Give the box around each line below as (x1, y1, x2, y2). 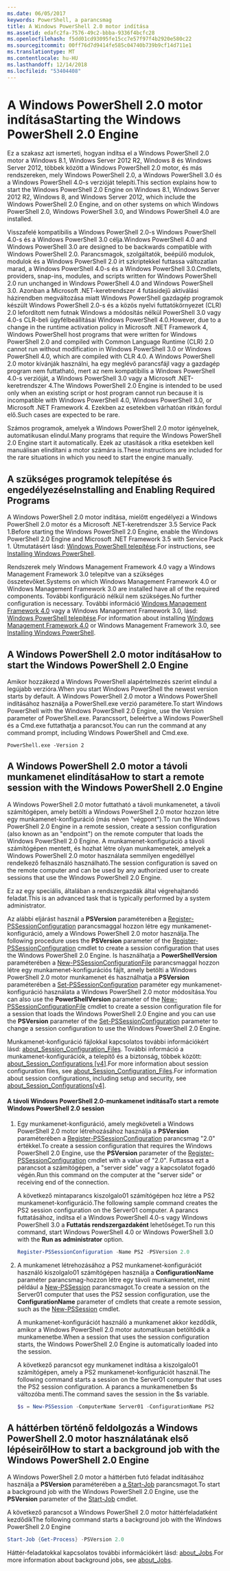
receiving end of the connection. (16, 1178, 110, 1187)
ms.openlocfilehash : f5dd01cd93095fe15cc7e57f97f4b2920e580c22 (7, 36, 192, 43)
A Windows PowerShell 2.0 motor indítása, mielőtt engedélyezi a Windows (7, 513, 218, 521)
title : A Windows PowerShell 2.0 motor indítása (7, 23, 149, 30)
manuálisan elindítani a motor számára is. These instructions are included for (7, 446, 223, 454)
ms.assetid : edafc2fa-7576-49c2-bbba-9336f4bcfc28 (7, 29, 155, 36)
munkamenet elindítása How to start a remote (7, 771, 205, 783)
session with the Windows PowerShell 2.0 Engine (7, 782, 223, 794)
